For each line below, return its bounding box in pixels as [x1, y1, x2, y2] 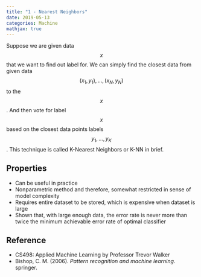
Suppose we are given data [6, 42, 74, 49]
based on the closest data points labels [6, 126, 104, 133]
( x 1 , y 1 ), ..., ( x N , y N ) [79, 77, 124, 86]
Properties [6, 164, 47, 174]
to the [6, 88, 21, 95]
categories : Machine [6, 20, 59, 26]
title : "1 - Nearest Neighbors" [6, 8, 88, 15]
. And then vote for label [6, 107, 66, 114]
